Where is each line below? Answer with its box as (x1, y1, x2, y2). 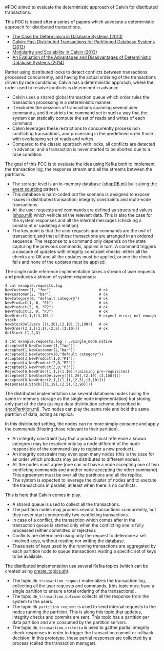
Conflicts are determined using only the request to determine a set (12, 533, 146, 538)
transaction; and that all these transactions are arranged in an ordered (12, 233, 153, 239)
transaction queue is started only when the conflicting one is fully (12, 522, 144, 528)
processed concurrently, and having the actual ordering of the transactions (5, 75, 156, 80)
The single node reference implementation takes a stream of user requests (5, 269, 155, 274)
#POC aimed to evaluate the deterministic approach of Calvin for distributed (5, 4, 158, 10)
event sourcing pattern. (12, 186, 60, 192)
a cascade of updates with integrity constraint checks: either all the (12, 249, 148, 254)
